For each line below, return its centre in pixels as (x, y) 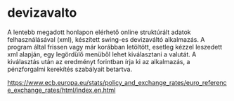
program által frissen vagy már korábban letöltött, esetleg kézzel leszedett (115, 47)
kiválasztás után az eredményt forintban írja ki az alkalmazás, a (99, 61)
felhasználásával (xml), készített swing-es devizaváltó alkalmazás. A (106, 39)
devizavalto (42, 13)
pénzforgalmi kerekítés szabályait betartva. (70, 69)
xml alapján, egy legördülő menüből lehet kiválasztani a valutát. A (102, 54)
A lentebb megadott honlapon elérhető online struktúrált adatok (99, 32)
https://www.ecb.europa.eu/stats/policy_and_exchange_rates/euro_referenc (117, 82)
